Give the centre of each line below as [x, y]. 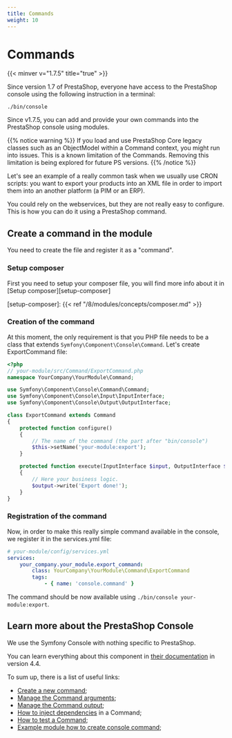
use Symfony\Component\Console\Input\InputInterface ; [86, 396]
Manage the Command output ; [61, 705]
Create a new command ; [52, 690]
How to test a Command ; [52, 720]
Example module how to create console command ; [89, 727]
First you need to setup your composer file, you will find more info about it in [116, 283]
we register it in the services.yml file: [59, 538]
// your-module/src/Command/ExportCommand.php [75, 371]
